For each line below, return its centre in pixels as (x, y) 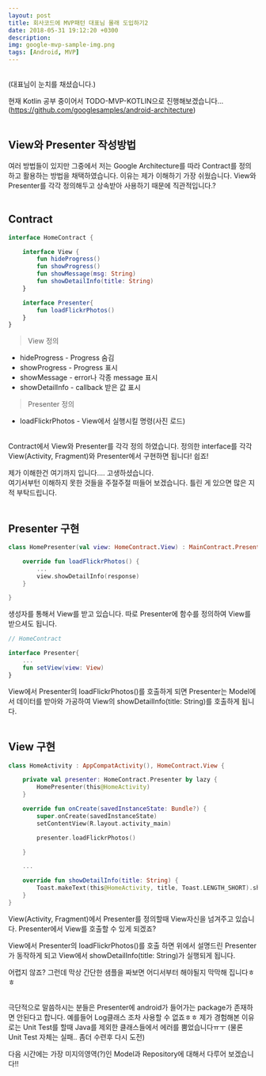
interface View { (51, 252)
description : (30, 38)
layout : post (30, 15)
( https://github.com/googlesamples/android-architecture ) (102, 110)
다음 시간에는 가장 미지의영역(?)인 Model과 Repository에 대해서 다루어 (118, 1054)
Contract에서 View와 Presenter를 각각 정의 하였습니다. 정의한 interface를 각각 (130, 446)
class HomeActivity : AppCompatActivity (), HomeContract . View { (116, 765)
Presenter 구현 (44, 528)
